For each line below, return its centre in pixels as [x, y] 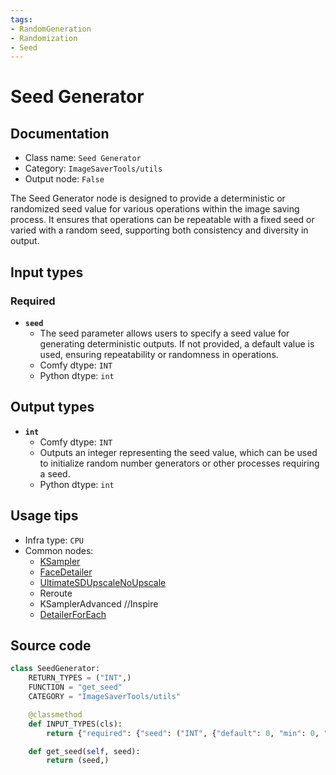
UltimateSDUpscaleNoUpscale [103, 582]
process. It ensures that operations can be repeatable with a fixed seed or [162, 220]
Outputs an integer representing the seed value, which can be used [178, 452]
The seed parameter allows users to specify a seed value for [164, 333]
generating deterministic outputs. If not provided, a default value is [177, 343]
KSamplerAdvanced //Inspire [99, 603]
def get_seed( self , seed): [84, 751]
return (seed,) [78, 761]
